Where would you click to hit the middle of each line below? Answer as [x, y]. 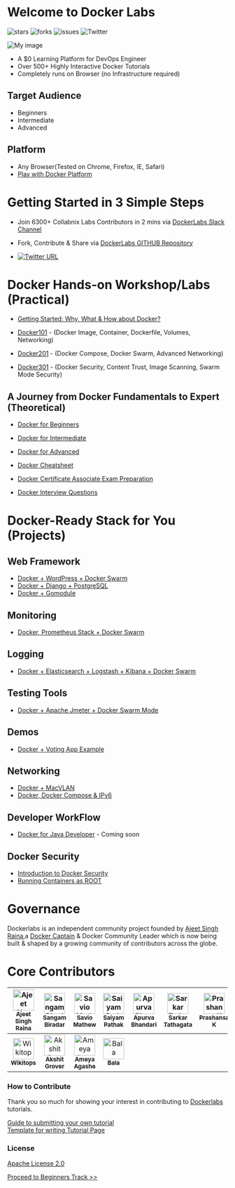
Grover [55, 1066]
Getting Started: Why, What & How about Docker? [89, 319]
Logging [26, 654]
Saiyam [114, 1017]
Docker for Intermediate [52, 438]
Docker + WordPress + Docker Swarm [72, 579]
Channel [29, 229]
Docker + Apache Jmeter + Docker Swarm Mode [88, 710]
